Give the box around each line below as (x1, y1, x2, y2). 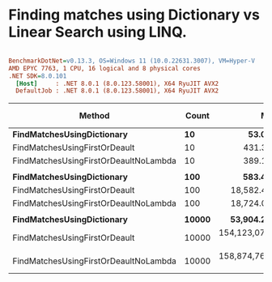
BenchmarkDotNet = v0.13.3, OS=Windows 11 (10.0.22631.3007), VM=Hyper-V (8, 57, 255, 65)
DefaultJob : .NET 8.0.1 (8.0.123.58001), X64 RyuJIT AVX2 (15, 87, 219, 95)
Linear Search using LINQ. (8, 23, 188, 41)
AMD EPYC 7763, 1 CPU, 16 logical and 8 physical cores (8, 64, 201, 72)
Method (79, 110, 110, 122)
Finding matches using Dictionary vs (8, 6, 261, 24)
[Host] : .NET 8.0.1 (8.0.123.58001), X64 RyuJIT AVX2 (15, 79, 219, 88)
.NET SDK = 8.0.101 (8, 71, 67, 80)
